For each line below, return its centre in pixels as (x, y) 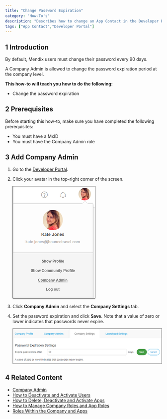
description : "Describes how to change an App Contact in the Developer (82, 21)
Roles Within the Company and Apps (50, 411)
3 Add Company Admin (42, 157)
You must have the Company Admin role (54, 141)
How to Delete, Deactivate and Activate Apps (59, 400)
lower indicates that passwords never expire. (58, 321)
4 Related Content (34, 378)
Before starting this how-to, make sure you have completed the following (80, 121)
